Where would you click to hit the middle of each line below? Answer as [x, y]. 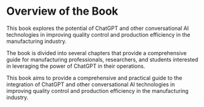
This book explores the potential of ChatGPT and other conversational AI [98, 28]
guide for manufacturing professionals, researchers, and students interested [102, 59]
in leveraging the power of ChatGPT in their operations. [76, 66]
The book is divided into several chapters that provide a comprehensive [97, 53]
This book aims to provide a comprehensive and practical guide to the [94, 78]
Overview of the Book [62, 11]
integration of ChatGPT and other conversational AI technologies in [91, 84]
